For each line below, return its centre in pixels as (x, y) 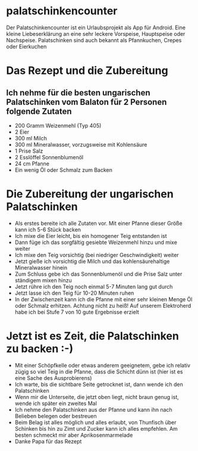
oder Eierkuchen (26, 47)
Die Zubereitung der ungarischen (90, 194)
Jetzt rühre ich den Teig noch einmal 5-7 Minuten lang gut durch (94, 286)
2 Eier (22, 132)
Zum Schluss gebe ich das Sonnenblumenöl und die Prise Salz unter (98, 274)
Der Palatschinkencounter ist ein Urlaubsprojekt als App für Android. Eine (96, 27)
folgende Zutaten (39, 111)
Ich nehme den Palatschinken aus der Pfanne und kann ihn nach (93, 409)
